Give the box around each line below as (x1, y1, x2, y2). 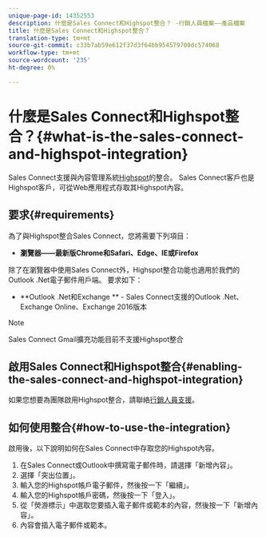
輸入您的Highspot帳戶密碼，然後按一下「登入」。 (19, 491, 180, 500)
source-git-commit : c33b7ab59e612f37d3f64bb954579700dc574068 (8, 42, 220, 50)
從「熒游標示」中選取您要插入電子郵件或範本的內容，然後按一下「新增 (19, 500, 252, 510)
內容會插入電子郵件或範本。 (19, 520, 112, 530)
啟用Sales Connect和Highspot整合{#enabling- (8, 360, 243, 373)
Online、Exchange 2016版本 (54, 301, 148, 312)
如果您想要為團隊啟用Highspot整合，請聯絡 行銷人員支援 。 (8, 395, 200, 404)
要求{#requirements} (8, 209, 115, 222)
